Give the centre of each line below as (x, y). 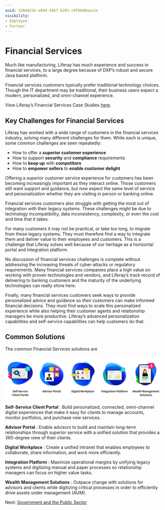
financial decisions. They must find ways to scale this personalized (73, 306)
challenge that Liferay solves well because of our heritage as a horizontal (79, 244)
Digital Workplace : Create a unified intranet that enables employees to (78, 447)
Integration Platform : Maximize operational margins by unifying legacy (78, 462)
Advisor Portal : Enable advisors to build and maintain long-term (71, 427)
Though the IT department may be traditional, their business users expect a (82, 90)
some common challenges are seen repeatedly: (53, 143)
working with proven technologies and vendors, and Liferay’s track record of (82, 275)
